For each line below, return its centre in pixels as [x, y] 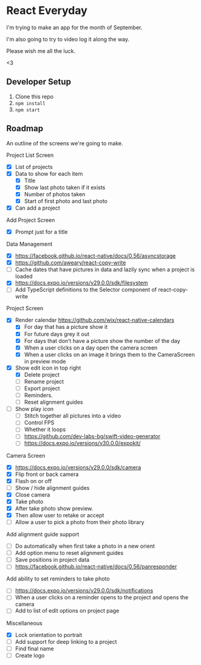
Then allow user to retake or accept [60, 515]
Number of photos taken [55, 194]
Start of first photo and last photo [66, 201]
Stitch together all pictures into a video [73, 416]
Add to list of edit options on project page [67, 611]
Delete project [42, 374]
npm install [30, 103]
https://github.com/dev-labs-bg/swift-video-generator [92, 436]
